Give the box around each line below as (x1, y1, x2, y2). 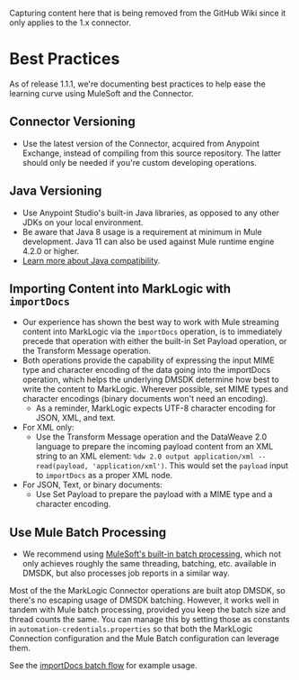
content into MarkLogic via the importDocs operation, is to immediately (22, 326, 283, 337)
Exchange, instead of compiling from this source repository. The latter (22, 148, 281, 159)
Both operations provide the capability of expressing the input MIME (22, 355, 276, 366)
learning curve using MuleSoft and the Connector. (9, 87, 195, 98)
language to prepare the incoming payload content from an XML (35, 441, 274, 452)
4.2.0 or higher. (22, 245, 80, 256)
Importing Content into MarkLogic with (9, 281, 232, 296)
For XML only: (22, 422, 75, 433)
